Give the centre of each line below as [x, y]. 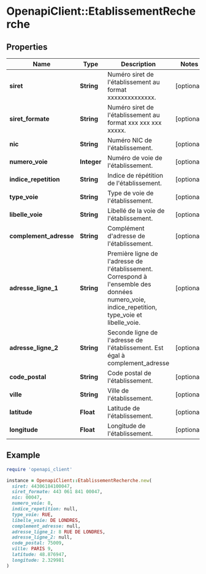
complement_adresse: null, [46, 526]
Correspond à [127, 277]
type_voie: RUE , [32, 515]
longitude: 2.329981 [38, 560]
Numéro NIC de [129, 140]
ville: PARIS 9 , [32, 549]
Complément [126, 228]
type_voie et [124, 315]
